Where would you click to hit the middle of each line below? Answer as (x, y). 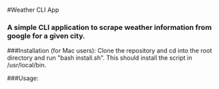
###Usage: (23, 78)
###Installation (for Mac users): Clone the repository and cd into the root (109, 51)
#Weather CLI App (33, 10)
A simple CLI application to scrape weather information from (109, 27)
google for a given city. (46, 35)
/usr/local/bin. (27, 65)
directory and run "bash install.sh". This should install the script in (100, 58)
